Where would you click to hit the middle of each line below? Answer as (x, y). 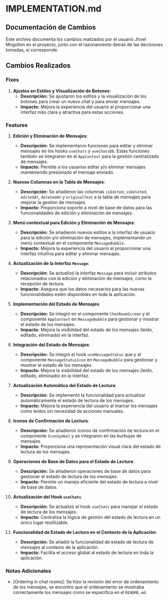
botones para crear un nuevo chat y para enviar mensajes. (80, 101)
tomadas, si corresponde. (32, 50)
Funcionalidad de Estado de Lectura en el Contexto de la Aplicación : (85, 532)
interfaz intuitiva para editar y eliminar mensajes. (70, 253)
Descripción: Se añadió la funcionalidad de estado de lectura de (87, 542)
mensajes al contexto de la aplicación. (60, 547)
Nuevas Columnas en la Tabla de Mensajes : (59, 182)
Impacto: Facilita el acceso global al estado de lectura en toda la (87, 552)
